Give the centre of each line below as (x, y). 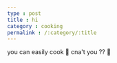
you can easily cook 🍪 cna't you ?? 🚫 (59, 52)
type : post (24, 13)
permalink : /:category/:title (52, 33)
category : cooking (35, 26)
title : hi (23, 20)
